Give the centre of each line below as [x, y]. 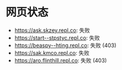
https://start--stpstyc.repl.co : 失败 [57, 37]
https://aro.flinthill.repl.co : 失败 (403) [61, 60]
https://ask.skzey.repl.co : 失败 [52, 30]
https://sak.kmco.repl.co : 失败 [52, 52]
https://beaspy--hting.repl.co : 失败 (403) [65, 45]
